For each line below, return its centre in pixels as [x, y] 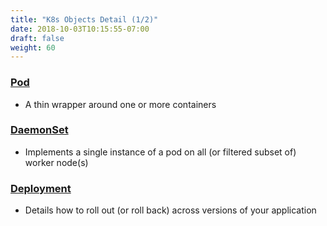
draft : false [37, 38]
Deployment [41, 188]
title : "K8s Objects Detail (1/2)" [84, 19]
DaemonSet [39, 130]
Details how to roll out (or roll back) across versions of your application [170, 210]
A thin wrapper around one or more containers [120, 104]
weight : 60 [33, 47]
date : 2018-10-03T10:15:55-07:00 [80, 29]
